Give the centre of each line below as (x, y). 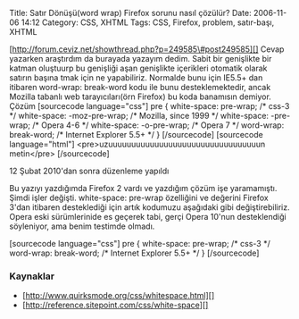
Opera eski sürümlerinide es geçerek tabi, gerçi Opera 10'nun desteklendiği (148, 217)
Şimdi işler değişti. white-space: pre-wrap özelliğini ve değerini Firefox (139, 197)
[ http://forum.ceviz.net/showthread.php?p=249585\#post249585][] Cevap (147, 49)
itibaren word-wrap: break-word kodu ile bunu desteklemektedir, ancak (140, 87)
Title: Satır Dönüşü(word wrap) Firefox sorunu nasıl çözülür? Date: (130, 13)
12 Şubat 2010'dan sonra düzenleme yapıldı (89, 171)
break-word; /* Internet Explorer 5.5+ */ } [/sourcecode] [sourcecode (136, 134)
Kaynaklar (32, 276)
